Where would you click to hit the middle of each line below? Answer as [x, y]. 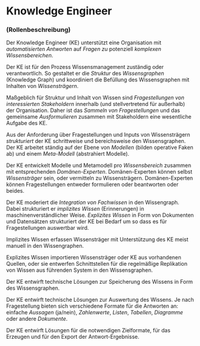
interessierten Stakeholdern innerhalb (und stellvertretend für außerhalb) [96, 104]
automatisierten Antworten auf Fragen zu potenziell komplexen [84, 49]
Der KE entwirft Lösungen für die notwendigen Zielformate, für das [88, 330]
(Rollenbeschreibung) [39, 30]
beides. [16, 191]
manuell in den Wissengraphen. [45, 246]
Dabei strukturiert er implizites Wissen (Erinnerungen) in [75, 209]
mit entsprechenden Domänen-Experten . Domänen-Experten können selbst [99, 172]
